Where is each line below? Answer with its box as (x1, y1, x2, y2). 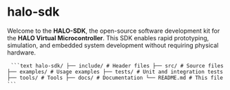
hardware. (7, 48, 36, 57)
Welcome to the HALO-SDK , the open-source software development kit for (7, 27, 220, 35)
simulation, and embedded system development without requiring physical (7, 41, 219, 49)
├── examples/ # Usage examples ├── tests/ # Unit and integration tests (7, 68, 224, 75)
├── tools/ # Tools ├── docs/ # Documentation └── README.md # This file (7, 74, 224, 81)
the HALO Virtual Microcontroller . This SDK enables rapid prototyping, (7, 33, 209, 42)
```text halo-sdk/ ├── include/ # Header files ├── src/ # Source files (10, 62, 224, 69)
